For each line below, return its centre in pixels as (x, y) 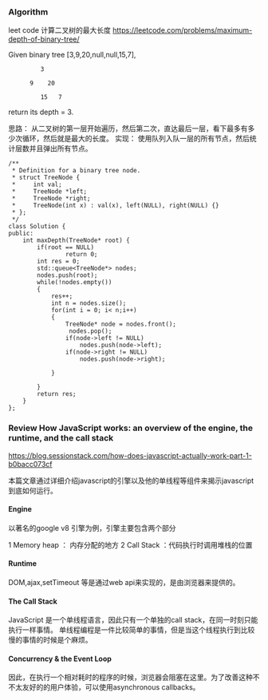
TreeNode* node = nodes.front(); (121, 324)
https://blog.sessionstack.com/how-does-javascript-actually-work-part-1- (130, 455)
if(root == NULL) (65, 247)
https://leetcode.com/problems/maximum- (183, 30)
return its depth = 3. (41, 112)
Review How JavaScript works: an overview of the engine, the (131, 428)
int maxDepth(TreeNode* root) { (76, 241)
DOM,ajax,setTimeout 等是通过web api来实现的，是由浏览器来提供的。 (124, 582)
